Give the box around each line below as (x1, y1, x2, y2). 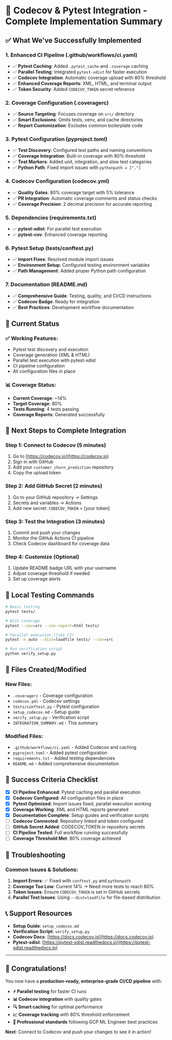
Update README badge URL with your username (12, 565, 117, 571)
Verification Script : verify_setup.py (12, 928, 90, 934)
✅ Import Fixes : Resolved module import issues (12, 256, 114, 262)
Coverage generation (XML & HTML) (12, 352, 90, 358)
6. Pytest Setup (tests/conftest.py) (5, 244, 94, 252)
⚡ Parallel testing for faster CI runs (12, 988, 87, 994)
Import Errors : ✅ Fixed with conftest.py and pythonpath (12, 878, 132, 884)
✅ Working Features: (5, 335, 58, 342)
